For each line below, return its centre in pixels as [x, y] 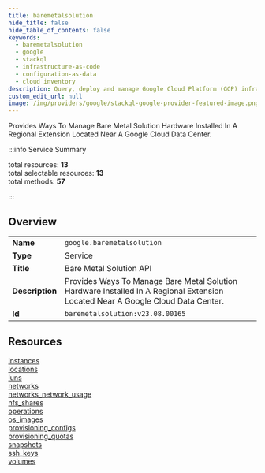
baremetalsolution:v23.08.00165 [125, 313]
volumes [22, 461]
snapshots [25, 444]
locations [23, 369]
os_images [26, 419]
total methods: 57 [37, 181]
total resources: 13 [38, 165]
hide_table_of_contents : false [60, 30]
